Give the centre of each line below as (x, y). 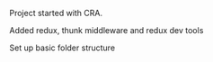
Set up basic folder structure (62, 48)
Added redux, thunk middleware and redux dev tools (106, 30)
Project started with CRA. (56, 13)
